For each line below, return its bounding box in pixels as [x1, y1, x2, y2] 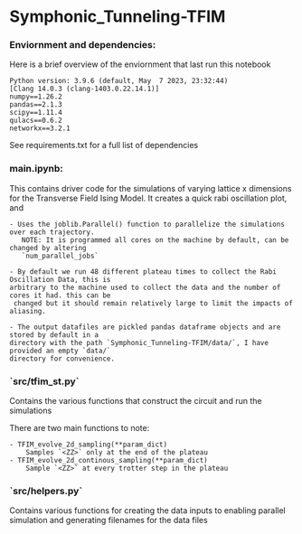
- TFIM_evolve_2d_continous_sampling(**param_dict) [9, 456, 208, 465]
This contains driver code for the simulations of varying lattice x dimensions [9, 183, 292, 193]
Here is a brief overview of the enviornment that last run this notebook [9, 59, 271, 70]
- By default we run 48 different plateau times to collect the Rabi [9, 267, 278, 276]
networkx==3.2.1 [9, 124, 71, 133]
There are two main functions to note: [9, 423, 150, 434]
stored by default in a [9, 330, 99, 340]
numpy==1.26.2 [9, 92, 63, 101]
